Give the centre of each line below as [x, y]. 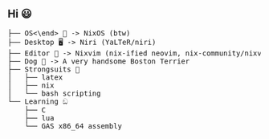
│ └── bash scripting [54, 93]
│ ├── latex [35, 77]
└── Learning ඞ [38, 101]
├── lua [39, 118]
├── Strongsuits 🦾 [44, 69]
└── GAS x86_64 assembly [73, 126]
